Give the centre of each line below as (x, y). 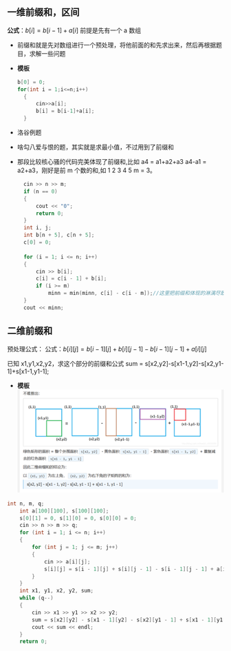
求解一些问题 (47, 53)
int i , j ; (37, 228)
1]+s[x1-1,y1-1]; (28, 371)
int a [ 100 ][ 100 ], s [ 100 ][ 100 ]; (64, 511)
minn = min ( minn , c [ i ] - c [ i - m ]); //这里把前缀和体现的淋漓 (132, 293)
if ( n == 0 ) (41, 192)
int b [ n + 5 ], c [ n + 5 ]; (59, 235)
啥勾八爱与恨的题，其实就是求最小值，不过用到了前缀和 (95, 147)
